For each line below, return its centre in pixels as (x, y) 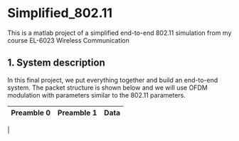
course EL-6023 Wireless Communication (69, 40)
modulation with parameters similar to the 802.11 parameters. (97, 95)
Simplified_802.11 (60, 13)
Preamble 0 (31, 113)
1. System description (56, 63)
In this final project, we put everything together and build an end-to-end (113, 80)
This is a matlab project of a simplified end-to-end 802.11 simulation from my (119, 33)
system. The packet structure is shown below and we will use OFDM (107, 88)
